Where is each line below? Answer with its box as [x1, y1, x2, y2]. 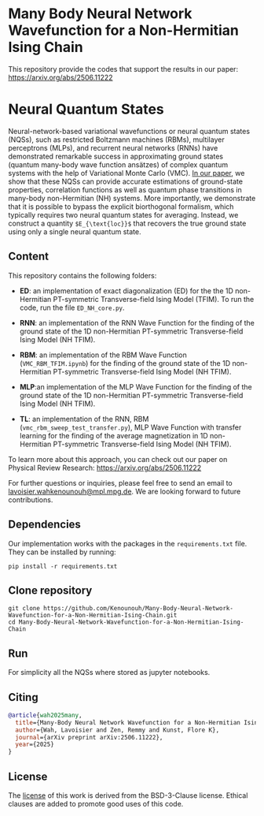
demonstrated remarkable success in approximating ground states [8, 151, 224, 161]
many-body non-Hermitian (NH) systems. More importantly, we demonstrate [8, 193, 256, 203]
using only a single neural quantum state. [8, 226, 141, 237]
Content [8, 250, 49, 263]
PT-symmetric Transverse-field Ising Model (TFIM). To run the [53, 294, 255, 304]
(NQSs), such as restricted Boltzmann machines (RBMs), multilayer [8, 135, 225, 144]
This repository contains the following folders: [8, 270, 157, 280]
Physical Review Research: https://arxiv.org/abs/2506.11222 [8, 463, 202, 472]
